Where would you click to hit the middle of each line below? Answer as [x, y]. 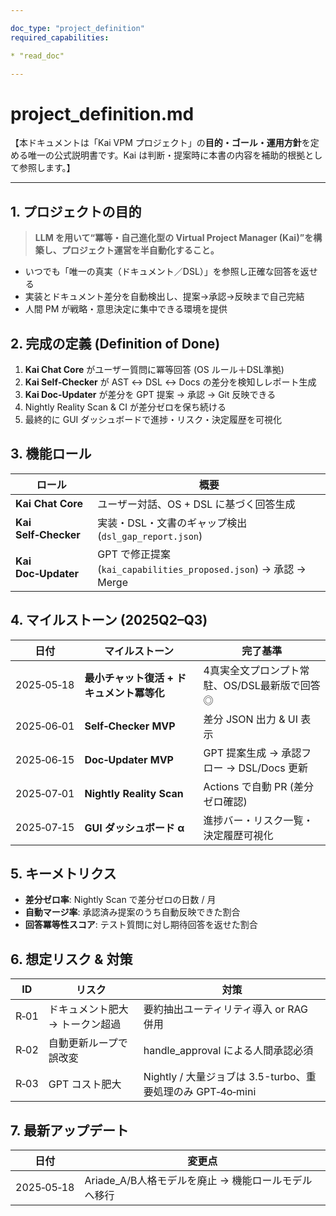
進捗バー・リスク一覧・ [258, 820]
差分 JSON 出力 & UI [250, 719]
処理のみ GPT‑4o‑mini [205, 1092]
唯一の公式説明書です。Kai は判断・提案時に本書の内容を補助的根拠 [166, 155]
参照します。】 [47, 168]
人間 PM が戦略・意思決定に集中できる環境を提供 [126, 309]
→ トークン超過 [85, 1024]
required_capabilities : [60, 37]
